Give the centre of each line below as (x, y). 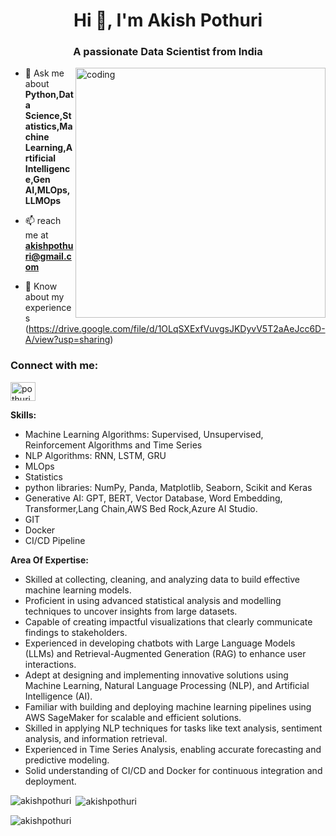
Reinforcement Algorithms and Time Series (113, 445)
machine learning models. (78, 590)
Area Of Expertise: (49, 560)
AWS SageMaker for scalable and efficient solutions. (133, 717)
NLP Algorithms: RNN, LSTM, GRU (95, 455)
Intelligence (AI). (58, 696)
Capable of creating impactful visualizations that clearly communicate (168, 621)
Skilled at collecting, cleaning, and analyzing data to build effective (162, 579)
